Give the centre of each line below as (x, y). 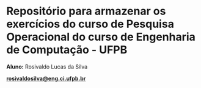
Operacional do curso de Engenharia (101, 37)
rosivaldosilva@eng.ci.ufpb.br (46, 78)
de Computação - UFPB (67, 50)
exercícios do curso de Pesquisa (90, 24)
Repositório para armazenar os (86, 11)
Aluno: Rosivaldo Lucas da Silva (47, 66)
